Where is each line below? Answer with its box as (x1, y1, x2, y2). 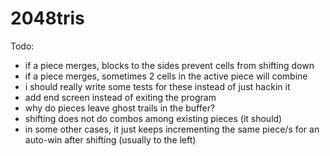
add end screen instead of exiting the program (24, 91, 217, 103)
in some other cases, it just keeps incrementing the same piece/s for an (24, 123, 320, 135)
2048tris (10, 7, 85, 30)
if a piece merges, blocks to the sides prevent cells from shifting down (24, 59, 315, 71)
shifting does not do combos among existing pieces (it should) (24, 112, 283, 124)
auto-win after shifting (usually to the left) (24, 133, 197, 146)
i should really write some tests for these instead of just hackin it (24, 80, 291, 92)
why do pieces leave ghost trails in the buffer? (24, 102, 216, 114)
